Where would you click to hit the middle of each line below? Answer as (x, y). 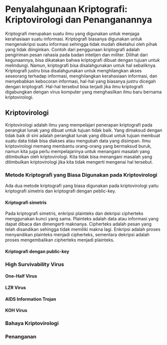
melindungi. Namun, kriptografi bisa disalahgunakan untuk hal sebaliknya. (81, 65)
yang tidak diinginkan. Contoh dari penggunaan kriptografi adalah (73, 49)
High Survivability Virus (35, 264)
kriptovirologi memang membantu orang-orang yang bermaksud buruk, (79, 146)
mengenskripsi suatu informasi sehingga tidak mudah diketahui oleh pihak (81, 44)
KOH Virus (16, 311)
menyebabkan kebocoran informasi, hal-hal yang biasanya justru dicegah (81, 81)
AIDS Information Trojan (31, 299)
